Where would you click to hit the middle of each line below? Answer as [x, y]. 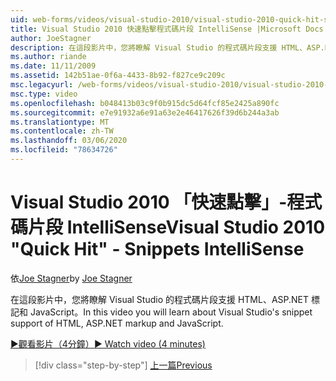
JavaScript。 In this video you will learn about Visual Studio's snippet [171, 312]
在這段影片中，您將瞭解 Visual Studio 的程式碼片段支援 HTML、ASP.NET [160, 299]
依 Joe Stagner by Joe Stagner [71, 278]
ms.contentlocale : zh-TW [62, 131]
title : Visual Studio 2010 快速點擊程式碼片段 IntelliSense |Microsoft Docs [167, 29]
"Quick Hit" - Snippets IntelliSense [157, 249]
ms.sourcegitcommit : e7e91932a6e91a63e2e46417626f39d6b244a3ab [145, 112]
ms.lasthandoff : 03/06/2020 [69, 141]
